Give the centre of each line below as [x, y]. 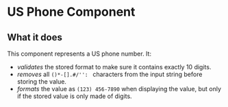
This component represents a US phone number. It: [79, 53]
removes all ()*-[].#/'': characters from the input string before [110, 74]
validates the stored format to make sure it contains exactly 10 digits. [114, 67]
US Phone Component [71, 12]
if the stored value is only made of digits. [74, 96]
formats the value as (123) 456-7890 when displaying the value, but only [119, 89]
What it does [35, 37]
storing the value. [42, 82]
